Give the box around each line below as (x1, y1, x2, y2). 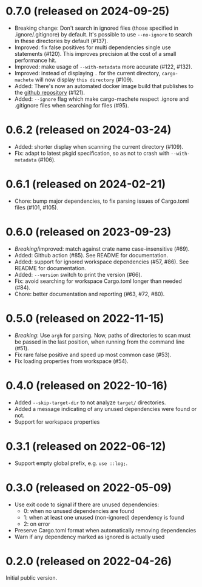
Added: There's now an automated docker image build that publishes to (14, 82, 194, 89)
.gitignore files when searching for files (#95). (14, 101, 129, 109)
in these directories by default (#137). (14, 37, 109, 44)
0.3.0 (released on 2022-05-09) (5, 481, 172, 494)
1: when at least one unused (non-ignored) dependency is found (23, 514, 184, 521)
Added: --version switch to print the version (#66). (14, 271, 143, 278)
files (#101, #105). (14, 203, 59, 211)
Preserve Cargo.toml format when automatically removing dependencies (14, 526, 197, 534)
